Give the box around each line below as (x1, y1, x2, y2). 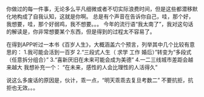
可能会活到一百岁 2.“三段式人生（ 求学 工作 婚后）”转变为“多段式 (32, 48, 192, 56)
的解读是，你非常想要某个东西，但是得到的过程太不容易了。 (6, 28, 155, 35)
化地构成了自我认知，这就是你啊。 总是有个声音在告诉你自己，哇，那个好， (6, 13, 194, 20)
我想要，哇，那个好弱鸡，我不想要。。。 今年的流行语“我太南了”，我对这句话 (6, 21, 194, 27)
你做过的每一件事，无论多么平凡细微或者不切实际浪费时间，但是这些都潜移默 (6, 5, 198, 12)
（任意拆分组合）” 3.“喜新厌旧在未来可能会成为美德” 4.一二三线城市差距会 (6, 56, 188, 63)
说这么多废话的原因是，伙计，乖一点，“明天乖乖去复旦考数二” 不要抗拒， (6, 76, 188, 84)
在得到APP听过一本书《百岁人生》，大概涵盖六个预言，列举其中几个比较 (6, 41, 185, 48)
